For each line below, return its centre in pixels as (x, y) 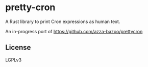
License (18, 48)
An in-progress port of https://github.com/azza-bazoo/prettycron (74, 31)
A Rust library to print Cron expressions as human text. (63, 21)
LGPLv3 (14, 60)
